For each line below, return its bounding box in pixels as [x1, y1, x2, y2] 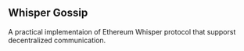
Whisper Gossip [8, 6, 88, 20]
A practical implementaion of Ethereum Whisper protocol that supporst [8, 27, 236, 36]
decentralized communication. [8, 35, 106, 45]
